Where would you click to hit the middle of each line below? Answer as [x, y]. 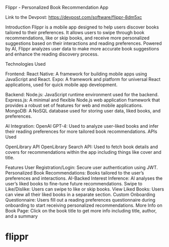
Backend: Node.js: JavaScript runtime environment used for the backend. [82, 94]
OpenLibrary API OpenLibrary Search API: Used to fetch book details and [82, 147]
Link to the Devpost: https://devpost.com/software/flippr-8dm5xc [74, 17]
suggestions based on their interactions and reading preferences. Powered [84, 43]
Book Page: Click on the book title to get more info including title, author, [81, 211]
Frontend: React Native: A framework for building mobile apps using [76, 74]
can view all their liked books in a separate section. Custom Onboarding [80, 195]
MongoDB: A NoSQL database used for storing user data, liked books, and [83, 111]
